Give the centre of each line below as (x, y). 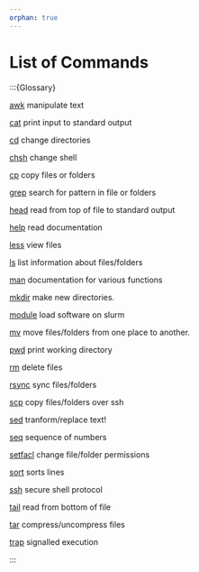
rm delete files (36, 367)
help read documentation (56, 227)
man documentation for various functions (86, 280)
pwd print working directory (61, 349)
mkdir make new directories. (62, 297)
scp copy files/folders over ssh (67, 401)
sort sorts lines (37, 472)
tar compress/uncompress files (68, 524)
